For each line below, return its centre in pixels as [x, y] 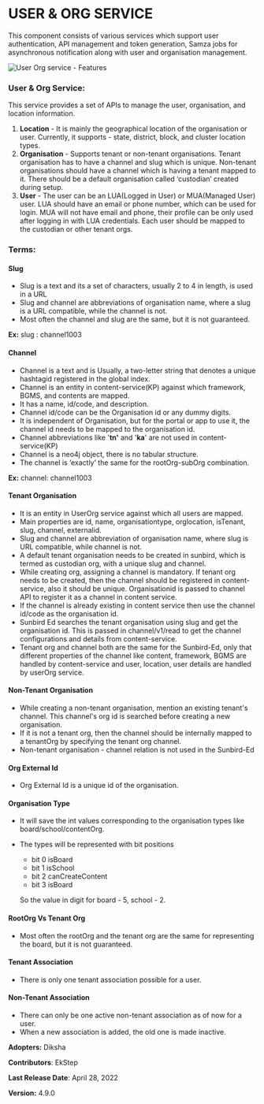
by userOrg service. [52, 672]
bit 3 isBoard [52, 885]
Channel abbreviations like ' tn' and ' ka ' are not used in [108, 437]
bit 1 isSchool [53, 868]
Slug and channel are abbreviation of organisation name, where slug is [134, 538]
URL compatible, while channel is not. [81, 546]
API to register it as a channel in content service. [98, 597]
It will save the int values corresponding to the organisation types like [132, 821]
